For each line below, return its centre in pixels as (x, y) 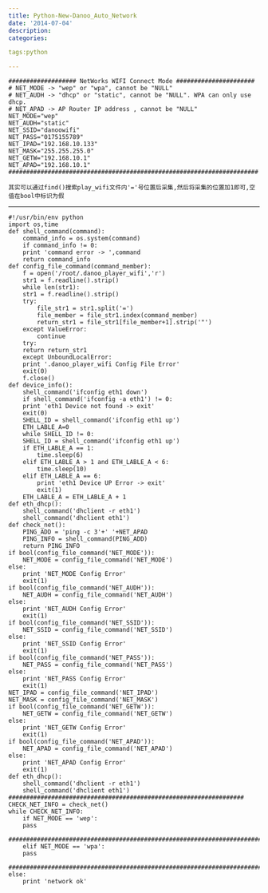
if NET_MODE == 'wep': (60, 819)
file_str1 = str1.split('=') (85, 308)
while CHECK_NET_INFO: (46, 812)
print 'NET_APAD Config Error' (75, 763)
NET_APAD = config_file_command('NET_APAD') (98, 749)
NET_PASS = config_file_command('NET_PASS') (98, 665)
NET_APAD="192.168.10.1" (49, 165)
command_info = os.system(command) (82, 239)
